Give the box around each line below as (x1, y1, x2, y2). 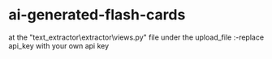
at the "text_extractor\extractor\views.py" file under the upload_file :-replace (8, 32, 265, 42)
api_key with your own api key (8, 40, 110, 50)
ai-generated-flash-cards (8, 6, 186, 24)
